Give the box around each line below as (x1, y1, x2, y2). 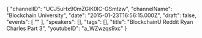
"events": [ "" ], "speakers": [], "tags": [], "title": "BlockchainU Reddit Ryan (6, 18, 193, 25)
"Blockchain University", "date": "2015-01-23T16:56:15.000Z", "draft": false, (6, 12, 197, 19)
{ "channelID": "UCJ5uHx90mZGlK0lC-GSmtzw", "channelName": (6, 6, 173, 12)
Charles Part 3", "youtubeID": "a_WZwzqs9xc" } (6, 25, 127, 32)
